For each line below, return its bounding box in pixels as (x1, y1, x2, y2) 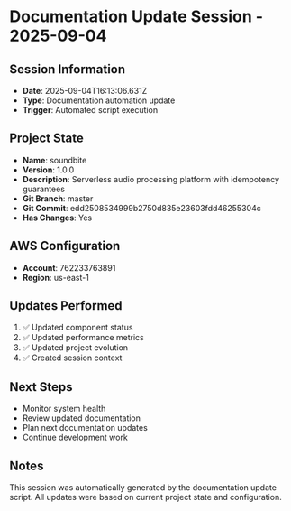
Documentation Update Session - (9, 6, 264, 27)
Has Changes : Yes (22, 212, 93, 223)
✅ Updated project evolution (22, 342, 129, 353)
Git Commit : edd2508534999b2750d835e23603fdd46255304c (22, 202, 261, 213)
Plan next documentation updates (22, 423, 149, 433)
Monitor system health (22, 404, 106, 414)
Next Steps (9, 379, 73, 395)
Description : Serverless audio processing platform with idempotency (22, 173, 280, 184)
